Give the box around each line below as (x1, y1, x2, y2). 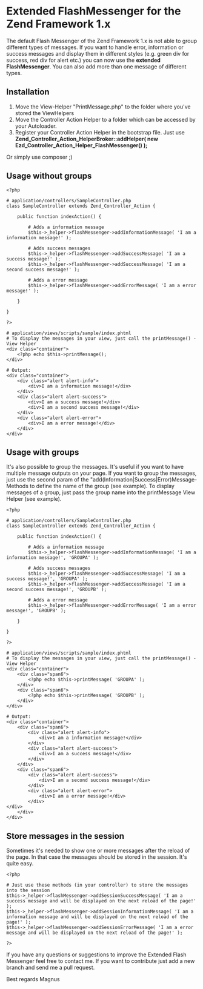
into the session (6, 887, 50, 894)
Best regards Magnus (6, 976, 60, 983)
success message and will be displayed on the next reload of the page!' (6, 898, 197, 904)
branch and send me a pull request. (6, 964, 95, 971)
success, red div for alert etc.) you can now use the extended (6, 56, 161, 64)
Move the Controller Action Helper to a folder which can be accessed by (15, 116, 196, 123)
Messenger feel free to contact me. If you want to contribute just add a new (6, 958, 195, 965)
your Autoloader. (15, 122, 57, 130)
